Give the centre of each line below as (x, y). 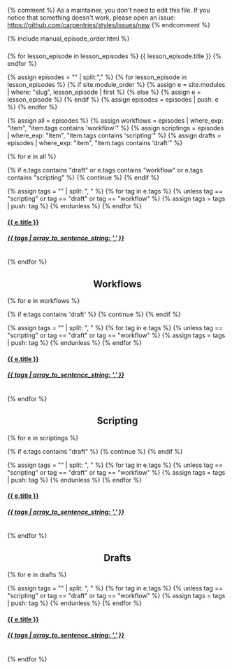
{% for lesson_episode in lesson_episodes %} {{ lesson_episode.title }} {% (115, 56)
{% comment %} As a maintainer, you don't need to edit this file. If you (109, 10)
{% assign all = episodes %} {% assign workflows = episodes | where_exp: (115, 120)
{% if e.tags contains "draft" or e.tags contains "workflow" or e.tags (105, 170)
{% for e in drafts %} (37, 575)
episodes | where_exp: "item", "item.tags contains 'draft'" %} (95, 142)
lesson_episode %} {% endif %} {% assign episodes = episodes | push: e (113, 99)
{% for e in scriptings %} (43, 438)
